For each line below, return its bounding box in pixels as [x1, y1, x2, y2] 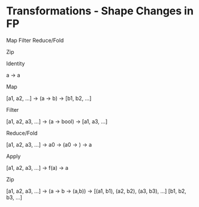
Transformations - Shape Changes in [6, 4, 194, 18]
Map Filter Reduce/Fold [6, 36, 64, 44]
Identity [6, 60, 25, 67]
